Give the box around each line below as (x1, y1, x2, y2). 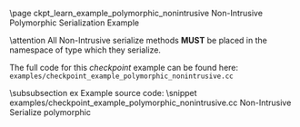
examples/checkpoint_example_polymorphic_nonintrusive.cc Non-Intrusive (9, 97, 292, 108)
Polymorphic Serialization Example (9, 17, 139, 28)
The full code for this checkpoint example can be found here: (9, 63, 239, 73)
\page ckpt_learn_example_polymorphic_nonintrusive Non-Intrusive (9, 8, 264, 18)
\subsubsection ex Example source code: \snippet (9, 88, 197, 98)
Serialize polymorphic (9, 107, 91, 117)
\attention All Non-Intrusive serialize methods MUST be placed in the (9, 35, 268, 45)
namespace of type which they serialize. (9, 44, 162, 55)
